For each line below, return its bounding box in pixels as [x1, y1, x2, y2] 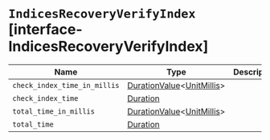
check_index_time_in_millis [12, 81, 120, 90]
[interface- [8, 21, 83, 38]
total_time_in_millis [12, 106, 95, 116]
